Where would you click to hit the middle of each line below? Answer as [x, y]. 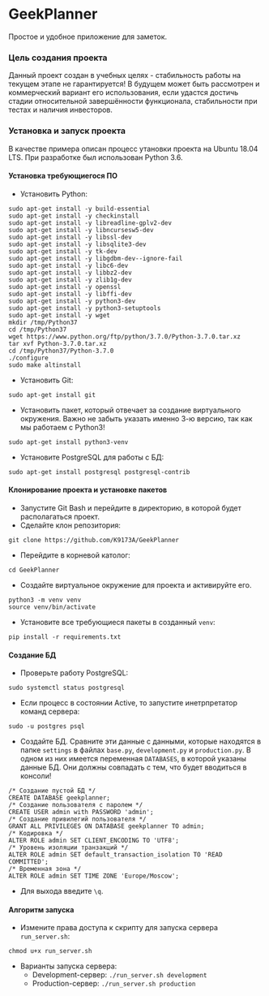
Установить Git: [47, 380]
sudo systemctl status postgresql [67, 688]
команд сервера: [50, 712]
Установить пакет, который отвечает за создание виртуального [130, 410]
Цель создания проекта [58, 58]
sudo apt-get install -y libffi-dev [70, 294]
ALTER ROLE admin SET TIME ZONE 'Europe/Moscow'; [94, 876]
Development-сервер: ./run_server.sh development [120, 975]
